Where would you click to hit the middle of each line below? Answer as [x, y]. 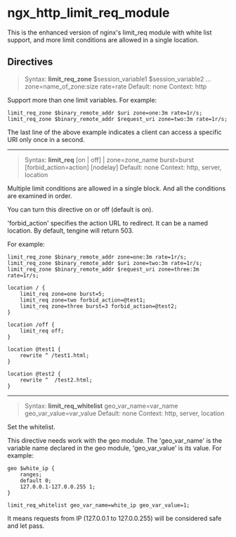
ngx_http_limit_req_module [88, 13]
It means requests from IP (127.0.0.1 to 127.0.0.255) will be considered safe [114, 518]
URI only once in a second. [46, 139]
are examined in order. [40, 195]
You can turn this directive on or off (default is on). [80, 209]
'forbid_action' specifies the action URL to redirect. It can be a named [108, 223]
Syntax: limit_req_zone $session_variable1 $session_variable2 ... [118, 79]
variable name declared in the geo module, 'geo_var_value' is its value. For [115, 448]
